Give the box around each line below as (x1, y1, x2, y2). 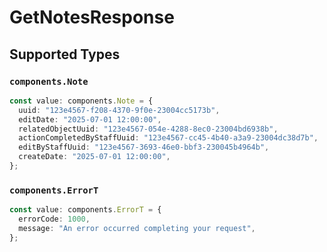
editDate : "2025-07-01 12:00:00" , (18, 114, 162, 125)
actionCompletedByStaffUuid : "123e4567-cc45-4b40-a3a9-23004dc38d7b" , (18, 133, 319, 143)
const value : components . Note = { (9, 96, 154, 106)
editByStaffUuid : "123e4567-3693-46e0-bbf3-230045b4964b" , (18, 142, 270, 153)
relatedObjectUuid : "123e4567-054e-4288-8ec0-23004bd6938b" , (18, 124, 279, 134)
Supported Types (9, 46, 121, 63)
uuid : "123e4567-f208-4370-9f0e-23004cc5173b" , (18, 105, 221, 115)
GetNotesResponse (9, 6, 175, 29)
